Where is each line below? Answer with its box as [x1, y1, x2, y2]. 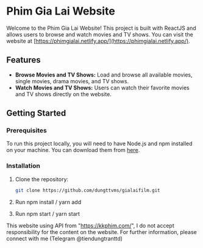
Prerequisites [6, 126, 47, 135]
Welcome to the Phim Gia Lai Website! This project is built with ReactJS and [6, 24, 196, 32]
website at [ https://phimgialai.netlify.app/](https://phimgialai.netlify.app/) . [6, 37, 190, 44]
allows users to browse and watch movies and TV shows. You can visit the [6, 30, 193, 38]
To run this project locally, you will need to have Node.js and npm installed [6, 140, 193, 147]
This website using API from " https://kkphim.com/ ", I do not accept [6, 222, 175, 229]
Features [6, 55, 41, 65]
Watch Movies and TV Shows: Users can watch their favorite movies [15, 84, 190, 91]
